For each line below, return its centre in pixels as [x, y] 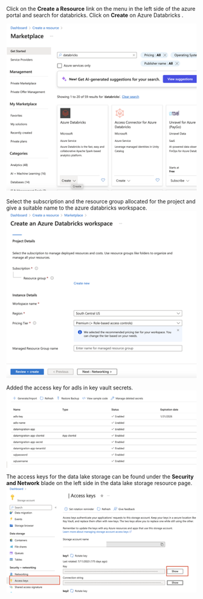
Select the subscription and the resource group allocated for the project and [101, 201]
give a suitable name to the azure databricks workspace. [77, 208]
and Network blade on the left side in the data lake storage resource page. [99, 483]
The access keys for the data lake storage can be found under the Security [100, 477]
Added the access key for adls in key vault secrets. [70, 388]
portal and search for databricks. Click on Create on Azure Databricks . [95, 15]
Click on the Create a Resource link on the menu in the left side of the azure [101, 9]
